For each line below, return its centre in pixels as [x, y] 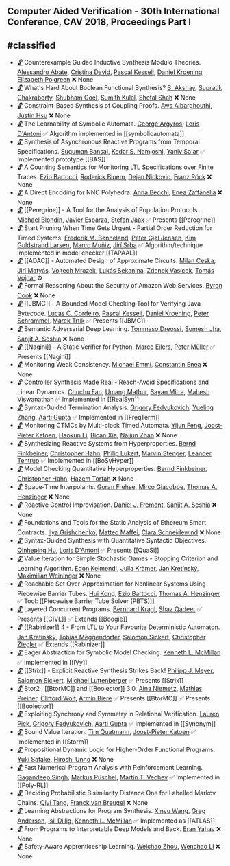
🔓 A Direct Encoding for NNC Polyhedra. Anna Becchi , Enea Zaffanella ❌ [119, 192]
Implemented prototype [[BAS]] [61, 159]
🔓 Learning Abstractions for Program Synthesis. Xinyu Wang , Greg [111, 811]
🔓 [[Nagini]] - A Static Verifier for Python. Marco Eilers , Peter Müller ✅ [116, 347]
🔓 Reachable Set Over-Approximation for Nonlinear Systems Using [111, 584]
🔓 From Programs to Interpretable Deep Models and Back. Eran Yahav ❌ [119, 829]
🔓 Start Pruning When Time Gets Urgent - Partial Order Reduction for [115, 228]
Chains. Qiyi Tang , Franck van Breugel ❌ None [82, 803]
